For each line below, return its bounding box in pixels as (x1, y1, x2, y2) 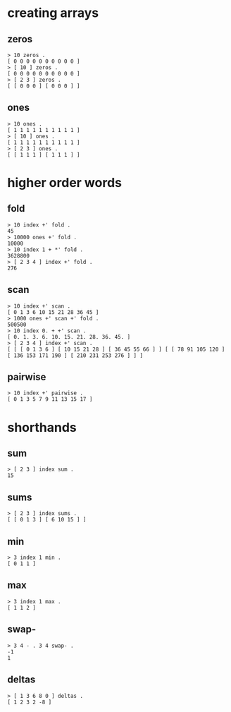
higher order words (7, 175, 122, 191)
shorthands (7, 419, 77, 435)
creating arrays (7, 5, 99, 21)
